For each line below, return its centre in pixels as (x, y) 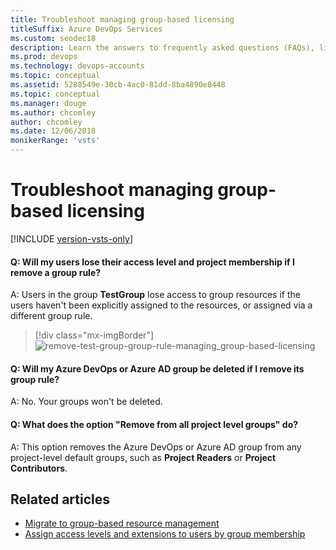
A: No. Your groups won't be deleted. (86, 402)
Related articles (60, 499)
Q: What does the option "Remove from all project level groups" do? (154, 424)
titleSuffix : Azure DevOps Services (86, 29)
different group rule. (51, 316)
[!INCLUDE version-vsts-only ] (72, 238)
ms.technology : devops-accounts (77, 66)
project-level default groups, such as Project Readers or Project (143, 457)
